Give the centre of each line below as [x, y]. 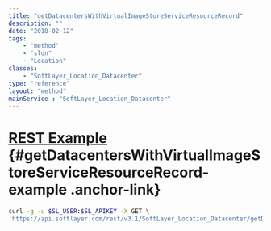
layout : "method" [38, 91]
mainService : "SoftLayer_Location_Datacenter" [90, 99]
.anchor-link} [115, 190]
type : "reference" [39, 83]
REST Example [58, 139]
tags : [17, 38]
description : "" [35, 23]
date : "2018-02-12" [41, 31]
